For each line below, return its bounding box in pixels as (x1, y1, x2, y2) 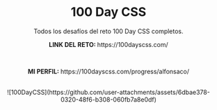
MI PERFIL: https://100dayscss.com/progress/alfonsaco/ (27, 67, 190, 75)
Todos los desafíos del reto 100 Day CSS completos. (33, 27, 184, 35)
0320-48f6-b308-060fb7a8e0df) (60, 95, 157, 104)
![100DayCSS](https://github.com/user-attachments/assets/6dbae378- (6, 88, 211, 96)
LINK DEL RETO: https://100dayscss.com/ (48, 40, 168, 48)
